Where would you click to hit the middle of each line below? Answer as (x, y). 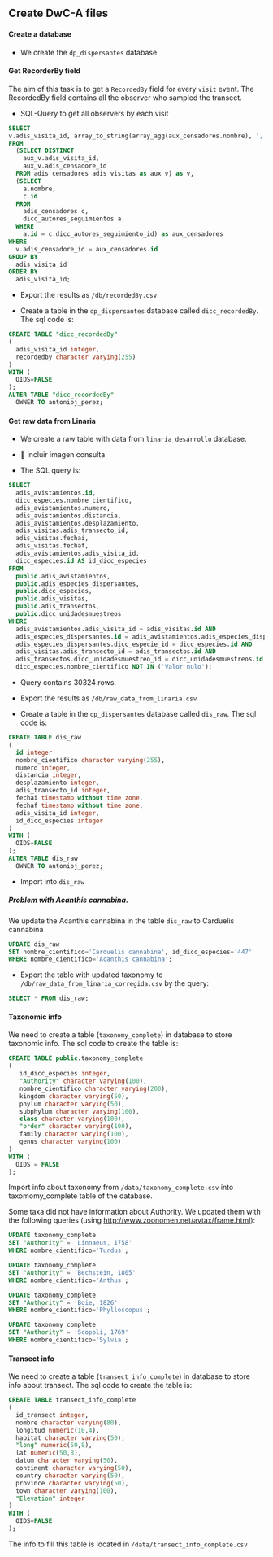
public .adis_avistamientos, (63, 576)
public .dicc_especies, (54, 591)
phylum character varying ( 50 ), (72, 1104)
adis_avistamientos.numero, (63, 508)
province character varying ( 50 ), (72, 1483)
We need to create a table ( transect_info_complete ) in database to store (129, 1376)
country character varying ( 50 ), (71, 1476)
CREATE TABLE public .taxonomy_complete (76, 1058)
